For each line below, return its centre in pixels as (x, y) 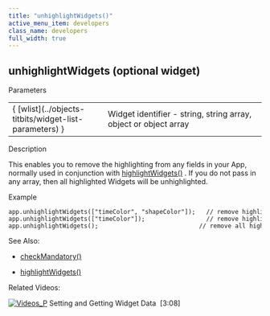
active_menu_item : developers (59, 23)
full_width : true (37, 38)
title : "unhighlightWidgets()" (61, 16)
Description (27, 149)
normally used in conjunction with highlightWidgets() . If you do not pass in (132, 173)
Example (23, 197)
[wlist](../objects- (51, 109)
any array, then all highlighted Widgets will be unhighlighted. (108, 182)
